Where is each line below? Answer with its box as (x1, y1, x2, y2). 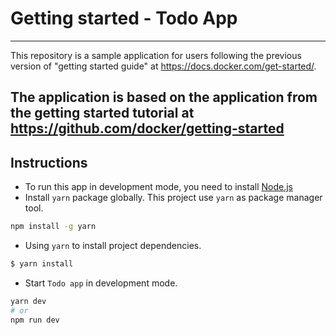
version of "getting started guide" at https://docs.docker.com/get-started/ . (10, 60, 317, 72)
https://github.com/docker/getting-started (10, 120, 285, 137)
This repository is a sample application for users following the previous (10, 49, 302, 61)
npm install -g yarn (10, 222, 97, 232)
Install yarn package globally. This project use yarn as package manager (24, 192, 323, 204)
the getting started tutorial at (10, 105, 195, 122)
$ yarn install (10, 259, 74, 269)
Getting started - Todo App (10, 7, 238, 30)
